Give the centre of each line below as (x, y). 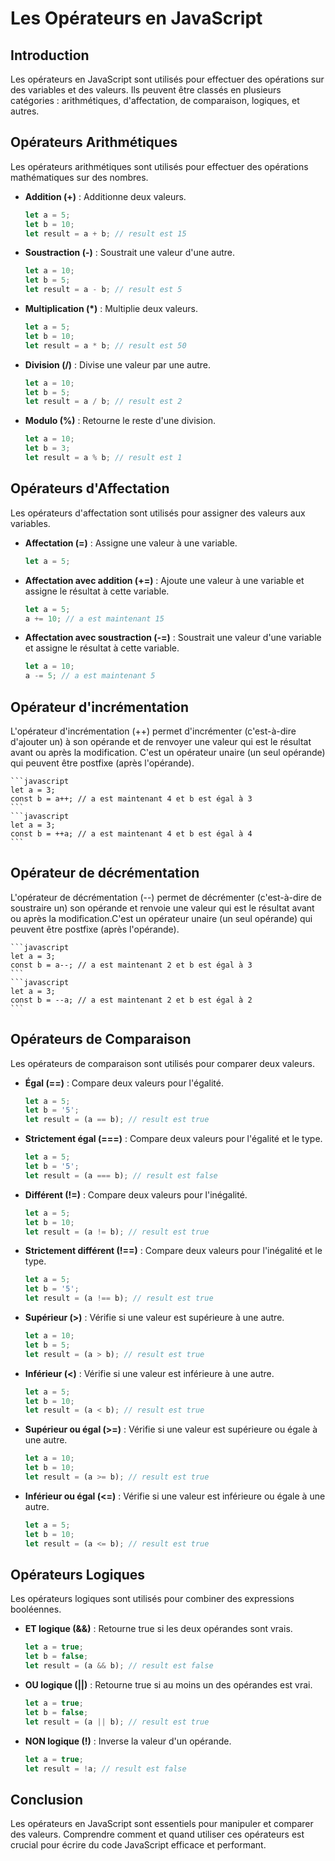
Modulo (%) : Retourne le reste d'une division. (120, 421)
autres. (25, 111)
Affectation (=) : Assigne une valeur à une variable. (131, 543)
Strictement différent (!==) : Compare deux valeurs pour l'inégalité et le (173, 1251)
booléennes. (36, 1609)
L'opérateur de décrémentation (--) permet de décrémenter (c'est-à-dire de (166, 897)
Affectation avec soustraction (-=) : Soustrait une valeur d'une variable (173, 638)
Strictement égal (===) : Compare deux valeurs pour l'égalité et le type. (173, 1139)
